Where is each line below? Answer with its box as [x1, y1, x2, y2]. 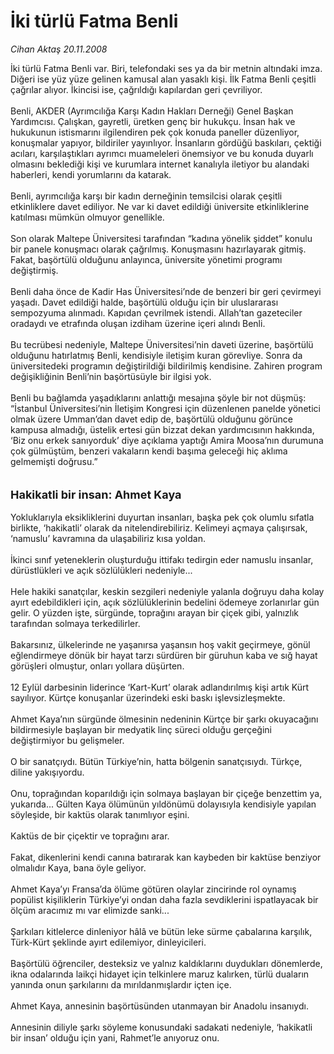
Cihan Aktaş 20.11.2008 [10, 43, 108, 55]
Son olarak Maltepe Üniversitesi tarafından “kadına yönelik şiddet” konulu [10, 232, 313, 244]
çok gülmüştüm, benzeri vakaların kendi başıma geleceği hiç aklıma [10, 445, 288, 457]
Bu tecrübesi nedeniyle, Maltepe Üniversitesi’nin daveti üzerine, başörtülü [10, 338, 314, 350]
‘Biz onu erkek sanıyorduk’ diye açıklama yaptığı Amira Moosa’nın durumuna [10, 434, 324, 446]
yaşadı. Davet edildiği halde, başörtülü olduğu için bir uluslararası [10, 296, 279, 308]
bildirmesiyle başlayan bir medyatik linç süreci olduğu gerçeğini [10, 723, 273, 735]
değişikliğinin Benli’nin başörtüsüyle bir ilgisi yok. [10, 370, 212, 382]
